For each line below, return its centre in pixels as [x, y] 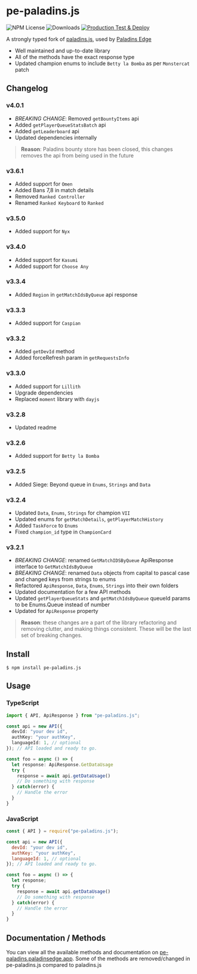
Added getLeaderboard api [47, 131]
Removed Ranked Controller [50, 196]
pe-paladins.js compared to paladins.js [54, 965]
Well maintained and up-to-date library [62, 50]
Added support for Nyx [42, 232]
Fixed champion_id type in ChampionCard [63, 532]
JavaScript [22, 819]
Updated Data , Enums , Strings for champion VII [72, 513]
